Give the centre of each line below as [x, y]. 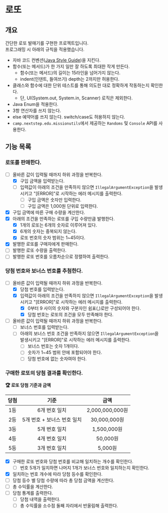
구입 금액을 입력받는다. [42, 181]
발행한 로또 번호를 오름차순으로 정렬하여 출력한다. [61, 257]
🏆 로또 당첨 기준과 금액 [28, 385]
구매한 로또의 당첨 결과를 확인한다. [44, 373]
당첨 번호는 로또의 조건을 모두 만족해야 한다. [70, 315]
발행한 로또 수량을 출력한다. [39, 250]
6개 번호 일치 [52, 410]
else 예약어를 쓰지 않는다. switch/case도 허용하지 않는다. [69, 117]
